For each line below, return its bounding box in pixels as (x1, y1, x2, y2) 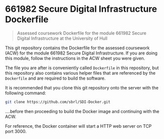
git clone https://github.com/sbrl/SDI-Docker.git (5, 99, 111, 104)
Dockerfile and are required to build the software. (5, 75, 106, 81)
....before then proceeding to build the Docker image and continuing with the (5, 108, 160, 114)
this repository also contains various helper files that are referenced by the (5, 70, 156, 76)
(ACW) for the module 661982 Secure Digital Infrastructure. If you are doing (5, 50, 158, 56)
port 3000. (5, 128, 27, 134)
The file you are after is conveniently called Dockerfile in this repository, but (5, 65, 159, 71)
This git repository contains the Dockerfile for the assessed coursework (5, 45, 150, 51)
